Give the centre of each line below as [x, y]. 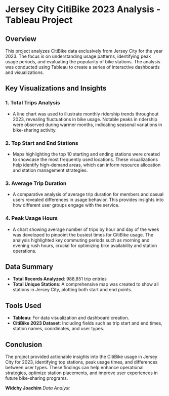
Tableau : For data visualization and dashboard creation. [71, 318]
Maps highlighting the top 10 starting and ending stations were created [86, 154]
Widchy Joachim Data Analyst [37, 388]
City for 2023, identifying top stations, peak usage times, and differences [81, 362]
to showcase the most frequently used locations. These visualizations [85, 159]
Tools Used [23, 306]
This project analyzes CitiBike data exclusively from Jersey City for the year [84, 51]
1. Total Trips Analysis [33, 103]
